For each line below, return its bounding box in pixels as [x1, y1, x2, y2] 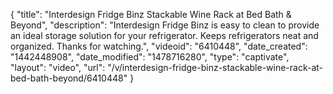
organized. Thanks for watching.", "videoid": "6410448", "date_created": [10, 40, 308, 52]
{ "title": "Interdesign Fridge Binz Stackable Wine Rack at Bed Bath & [10, 9, 292, 20]
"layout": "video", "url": [10, 62, 106, 73]
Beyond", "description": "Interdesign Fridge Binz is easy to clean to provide [10, 19, 320, 31]
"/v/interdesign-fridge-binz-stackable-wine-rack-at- [107, 62, 324, 73]
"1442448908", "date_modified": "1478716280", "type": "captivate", [10, 51, 290, 63]
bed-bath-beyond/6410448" [10, 72, 128, 84]
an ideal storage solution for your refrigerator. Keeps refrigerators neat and [10, 30, 319, 41]
